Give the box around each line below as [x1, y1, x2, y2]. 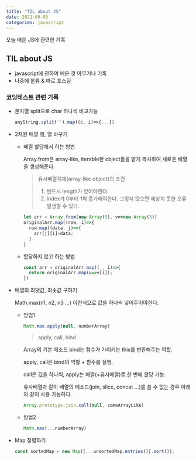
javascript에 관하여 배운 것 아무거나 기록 [14, 70, 107, 77]
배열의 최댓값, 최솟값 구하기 [14, 287, 78, 294]
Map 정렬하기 [14, 437, 46, 444]
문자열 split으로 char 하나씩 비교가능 [14, 108, 98, 115]
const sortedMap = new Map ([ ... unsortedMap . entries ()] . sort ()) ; [14, 448, 175, 454]
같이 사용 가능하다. [29, 391, 72, 398]
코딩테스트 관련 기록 [6, 93, 59, 101]
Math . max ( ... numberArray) [23, 425, 87, 431]
